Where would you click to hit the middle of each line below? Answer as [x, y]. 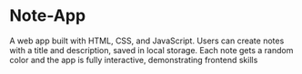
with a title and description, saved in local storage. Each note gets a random [151, 50]
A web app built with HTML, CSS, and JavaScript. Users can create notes [147, 41]
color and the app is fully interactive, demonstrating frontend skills [134, 60]
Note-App [48, 16]
